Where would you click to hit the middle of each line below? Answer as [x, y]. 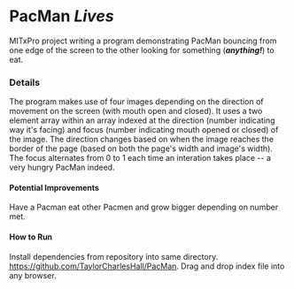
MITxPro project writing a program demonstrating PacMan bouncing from [143, 41]
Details [25, 82]
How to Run [31, 237]
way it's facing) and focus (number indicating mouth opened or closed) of [144, 130]
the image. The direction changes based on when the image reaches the [142, 140]
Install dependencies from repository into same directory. [114, 256]
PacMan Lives [62, 16]
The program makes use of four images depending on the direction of [136, 102]
